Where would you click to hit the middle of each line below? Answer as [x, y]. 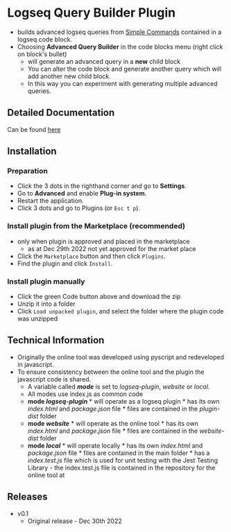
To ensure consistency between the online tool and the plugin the [111, 372]
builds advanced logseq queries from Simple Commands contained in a [119, 32]
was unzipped [37, 319]
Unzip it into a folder [46, 304]
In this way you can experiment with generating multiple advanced [122, 83]
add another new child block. [69, 76]
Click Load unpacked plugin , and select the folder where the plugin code [120, 311]
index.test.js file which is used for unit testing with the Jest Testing [123, 460]
